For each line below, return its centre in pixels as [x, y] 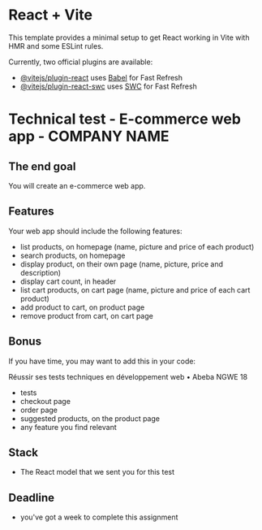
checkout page [45, 401]
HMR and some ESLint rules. [56, 46]
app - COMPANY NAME [89, 137]
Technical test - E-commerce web [125, 119]
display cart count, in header [68, 281]
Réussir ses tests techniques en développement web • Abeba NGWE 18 [128, 376]
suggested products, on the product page [90, 418]
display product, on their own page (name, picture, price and [122, 264]
